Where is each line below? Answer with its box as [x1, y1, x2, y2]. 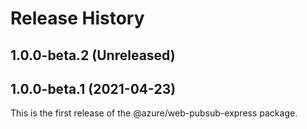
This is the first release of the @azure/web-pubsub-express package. [10, 107, 298, 119]
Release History [10, 7, 145, 30]
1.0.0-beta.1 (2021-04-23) [10, 80, 177, 97]
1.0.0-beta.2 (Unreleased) [10, 47, 176, 64]
